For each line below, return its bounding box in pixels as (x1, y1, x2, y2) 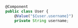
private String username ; (14, 18, 69, 23)
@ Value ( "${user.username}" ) (14, 13, 73, 18)
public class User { (5, 8, 49, 14)
